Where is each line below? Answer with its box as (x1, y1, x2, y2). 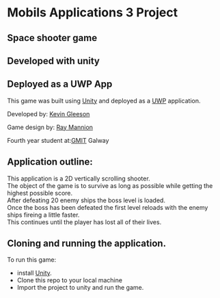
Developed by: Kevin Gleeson (7, 109, 90, 118)
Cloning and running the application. (7, 237, 166, 249)
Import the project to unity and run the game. (16, 284, 144, 292)
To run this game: (7, 256, 57, 264)
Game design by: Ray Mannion (7, 123, 94, 131)
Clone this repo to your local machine (16, 276, 123, 284)
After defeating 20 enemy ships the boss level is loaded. (7, 196, 166, 204)
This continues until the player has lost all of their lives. (7, 217, 162, 226)
